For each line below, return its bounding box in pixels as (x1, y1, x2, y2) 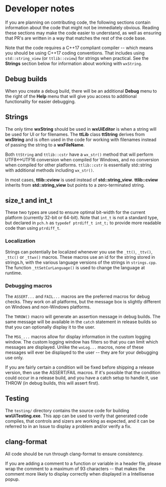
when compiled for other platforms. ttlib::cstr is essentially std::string (5, 162, 152, 168)
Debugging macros (5, 282, 53, 289)
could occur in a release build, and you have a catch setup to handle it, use (5, 375, 159, 381)
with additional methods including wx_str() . (5, 167, 94, 173)
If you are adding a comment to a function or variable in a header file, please (5, 460, 162, 466)
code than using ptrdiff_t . (5, 225, 61, 231)
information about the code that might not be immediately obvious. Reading (5, 24, 160, 30)
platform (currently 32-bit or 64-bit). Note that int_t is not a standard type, (5, 215, 159, 221)
